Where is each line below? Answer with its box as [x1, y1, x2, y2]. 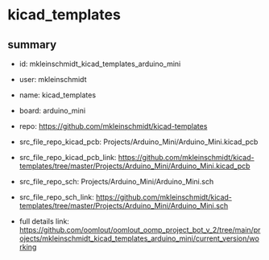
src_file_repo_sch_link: [19, 192, 94, 202]
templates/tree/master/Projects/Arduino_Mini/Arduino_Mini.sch [19, 201, 229, 210]
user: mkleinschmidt [19, 75, 87, 84]
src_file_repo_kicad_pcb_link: [19, 153, 117, 162]
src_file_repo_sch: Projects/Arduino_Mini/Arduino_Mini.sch [19, 177, 214, 186]
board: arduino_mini [19, 106, 86, 115]
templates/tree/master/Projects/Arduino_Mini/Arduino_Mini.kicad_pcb [19, 161, 250, 171]
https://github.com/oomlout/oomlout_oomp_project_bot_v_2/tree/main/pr [19, 225, 261, 234]
